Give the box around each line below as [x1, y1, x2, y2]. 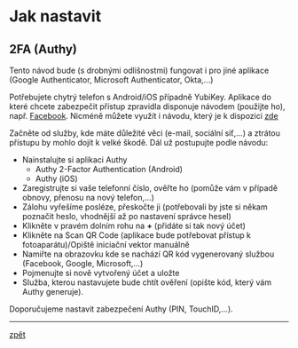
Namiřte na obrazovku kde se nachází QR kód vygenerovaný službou [21, 249, 275, 259]
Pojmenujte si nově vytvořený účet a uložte [21, 268, 180, 278]
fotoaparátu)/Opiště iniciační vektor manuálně [21, 240, 190, 249]
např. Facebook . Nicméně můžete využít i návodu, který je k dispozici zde [9, 111, 278, 121]
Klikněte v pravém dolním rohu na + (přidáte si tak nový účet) [21, 220, 247, 231]
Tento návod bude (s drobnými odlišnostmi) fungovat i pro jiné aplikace [9, 65, 270, 75]
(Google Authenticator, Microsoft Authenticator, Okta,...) [9, 75, 214, 85]
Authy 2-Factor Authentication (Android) [35, 164, 184, 174]
